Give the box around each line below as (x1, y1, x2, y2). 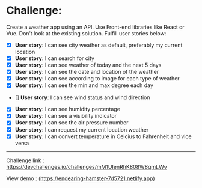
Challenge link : (6, 157, 44, 164)
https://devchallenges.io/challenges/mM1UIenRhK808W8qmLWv (6, 163, 167, 170)
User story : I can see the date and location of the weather (14, 68, 159, 76)
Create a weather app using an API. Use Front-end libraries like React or (6, 23, 185, 31)
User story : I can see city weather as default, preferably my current (14, 41, 183, 49)
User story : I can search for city (14, 55, 95, 62)
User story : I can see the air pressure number (14, 119, 129, 126)
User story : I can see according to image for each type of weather (14, 75, 180, 82)
